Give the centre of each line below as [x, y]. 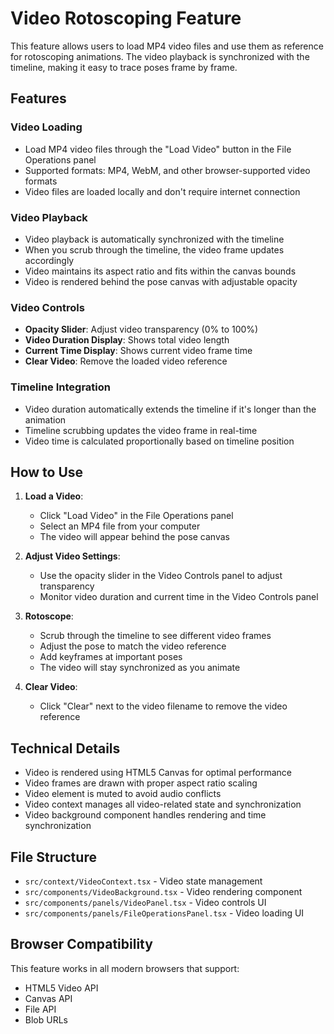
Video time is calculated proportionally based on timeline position [159, 441]
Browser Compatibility [81, 944]
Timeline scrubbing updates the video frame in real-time [141, 430]
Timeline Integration [60, 387]
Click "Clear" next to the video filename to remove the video [163, 706]
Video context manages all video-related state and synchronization [163, 804]
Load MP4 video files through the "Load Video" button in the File [158, 149]
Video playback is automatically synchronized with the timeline [154, 239]
